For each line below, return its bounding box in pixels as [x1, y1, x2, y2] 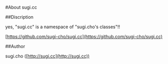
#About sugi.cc [5, 5, 37, 10]
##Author [5, 43, 25, 49]
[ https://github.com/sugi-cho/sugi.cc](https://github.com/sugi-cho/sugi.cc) [5, 34, 163, 39]
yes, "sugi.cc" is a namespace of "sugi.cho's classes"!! [5, 24, 120, 30]
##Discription [5, 14, 34, 20]
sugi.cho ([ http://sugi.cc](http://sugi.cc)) [5, 53, 90, 59]
